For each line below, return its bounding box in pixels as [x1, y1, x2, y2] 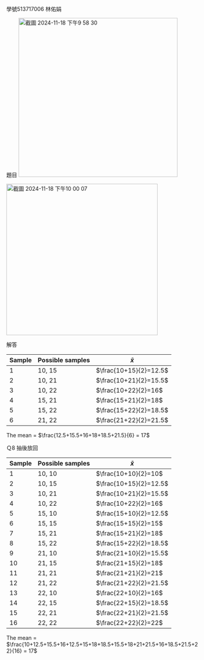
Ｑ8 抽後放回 [6, 444, 38, 451]
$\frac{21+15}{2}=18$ [95, 559, 163, 567]
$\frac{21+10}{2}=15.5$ [95, 549, 169, 557]
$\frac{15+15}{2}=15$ [95, 519, 163, 527]
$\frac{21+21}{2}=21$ [95, 569, 163, 577]
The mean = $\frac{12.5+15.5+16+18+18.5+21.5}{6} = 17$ [6, 432, 150, 439]
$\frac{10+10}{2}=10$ [95, 470, 163, 478]
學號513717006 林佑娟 [6, 6, 62, 12]
